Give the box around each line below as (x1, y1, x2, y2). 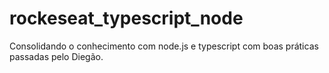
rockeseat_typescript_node (9, 7, 244, 30)
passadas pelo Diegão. (9, 50, 104, 62)
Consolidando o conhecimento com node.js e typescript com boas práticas (9, 40, 319, 52)
